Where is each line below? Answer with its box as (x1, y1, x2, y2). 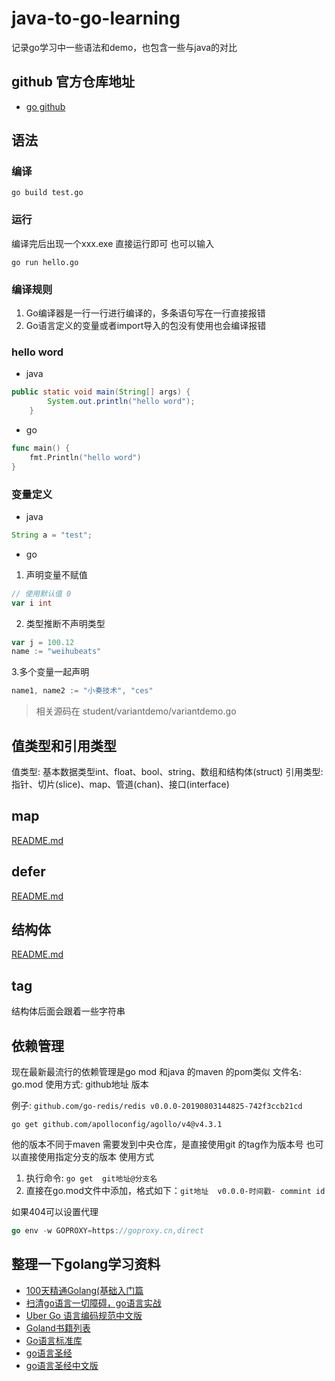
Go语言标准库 (25, 1334, 83, 1346)
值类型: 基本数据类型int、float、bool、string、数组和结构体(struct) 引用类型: (11, 765, 324, 777)
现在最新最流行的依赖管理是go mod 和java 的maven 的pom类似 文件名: (11, 1066, 302, 1077)
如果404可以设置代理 (11, 1206, 99, 1217)
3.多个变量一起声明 (11, 666, 90, 678)
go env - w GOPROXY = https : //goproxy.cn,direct (11, 1226, 204, 1236)
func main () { (11, 443, 71, 453)
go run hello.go (11, 257, 79, 267)
